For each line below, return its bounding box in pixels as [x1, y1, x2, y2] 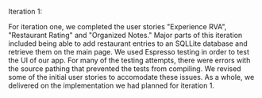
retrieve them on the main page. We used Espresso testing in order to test [8, 47, 250, 56]
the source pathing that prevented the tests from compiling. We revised [8, 64, 241, 73]
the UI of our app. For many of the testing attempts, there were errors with [8, 55, 251, 65]
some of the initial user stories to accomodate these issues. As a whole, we [8, 73, 255, 81]
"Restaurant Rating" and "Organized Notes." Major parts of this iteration [8, 31, 243, 40]
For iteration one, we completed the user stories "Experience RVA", [8, 22, 227, 31]
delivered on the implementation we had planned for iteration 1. [8, 81, 214, 90]
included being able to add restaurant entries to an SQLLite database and [8, 39, 248, 48]
